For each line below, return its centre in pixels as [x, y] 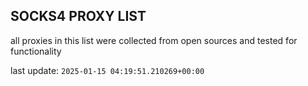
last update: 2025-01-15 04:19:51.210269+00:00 [107, 70]
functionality [36, 51]
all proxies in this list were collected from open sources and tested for [154, 40]
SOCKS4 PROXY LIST [78, 16]
